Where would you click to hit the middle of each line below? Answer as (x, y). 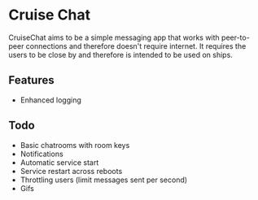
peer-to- (235, 37)
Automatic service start (59, 162)
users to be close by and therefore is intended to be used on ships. (121, 54)
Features (31, 80)
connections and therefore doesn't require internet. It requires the (136, 46)
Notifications (42, 154)
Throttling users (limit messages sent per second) (104, 180)
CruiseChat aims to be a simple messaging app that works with (114, 37)
